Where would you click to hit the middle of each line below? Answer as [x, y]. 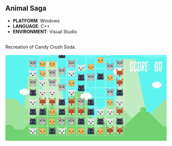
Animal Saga [26, 8]
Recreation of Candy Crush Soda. [41, 47]
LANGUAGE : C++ [31, 26]
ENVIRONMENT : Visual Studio [45, 31]
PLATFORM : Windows [36, 20]
